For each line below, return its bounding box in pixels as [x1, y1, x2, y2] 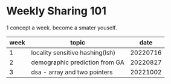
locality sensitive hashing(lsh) [31, 48, 116, 56]
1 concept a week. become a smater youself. [6, 24, 117, 31]
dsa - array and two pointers [31, 68, 113, 76]
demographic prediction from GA [31, 58, 125, 67]
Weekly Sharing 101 [6, 4, 107, 18]
